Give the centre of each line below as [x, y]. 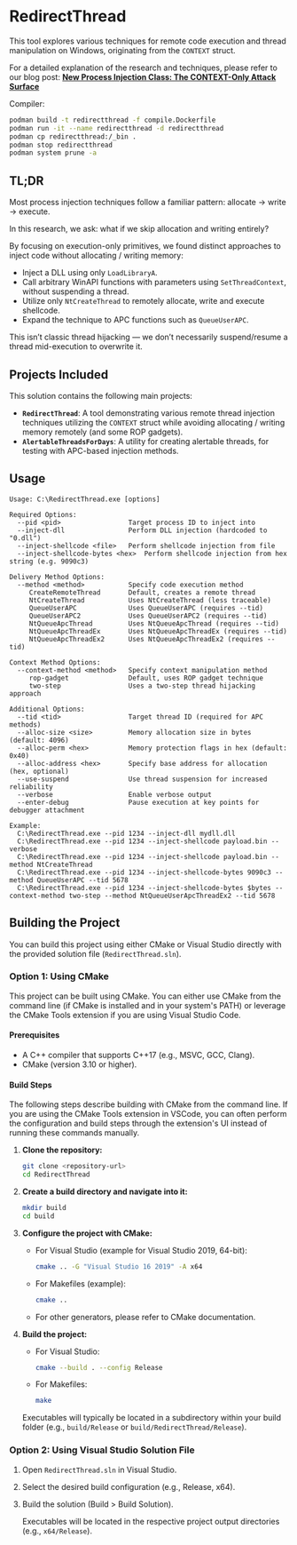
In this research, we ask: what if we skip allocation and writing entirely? [139, 229]
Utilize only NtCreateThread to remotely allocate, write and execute [143, 301]
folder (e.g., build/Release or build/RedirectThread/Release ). [134, 1427]
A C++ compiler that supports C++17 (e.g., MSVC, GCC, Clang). [138, 1055]
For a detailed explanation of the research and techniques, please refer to [143, 68]
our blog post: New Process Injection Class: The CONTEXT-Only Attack [143, 76]
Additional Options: [47, 709]
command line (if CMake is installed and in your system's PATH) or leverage [148, 1005]
